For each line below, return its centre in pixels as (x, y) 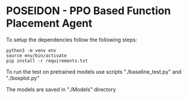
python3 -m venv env (31, 50)
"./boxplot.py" (23, 78)
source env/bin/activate (36, 55)
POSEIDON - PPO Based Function (89, 11)
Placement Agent (49, 23)
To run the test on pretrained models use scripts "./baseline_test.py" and (94, 71)
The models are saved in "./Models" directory (61, 89)
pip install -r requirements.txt (47, 61)
